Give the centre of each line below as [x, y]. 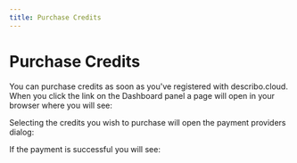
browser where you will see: [61, 105]
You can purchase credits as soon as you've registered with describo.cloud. [148, 86]
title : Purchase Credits [55, 17]
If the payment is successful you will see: [85, 149]
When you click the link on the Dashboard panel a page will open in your [142, 95]
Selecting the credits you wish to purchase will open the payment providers [148, 122]
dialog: [22, 132]
